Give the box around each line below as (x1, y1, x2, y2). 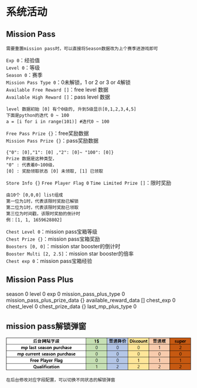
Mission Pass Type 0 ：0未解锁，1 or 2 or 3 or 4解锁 (6, 79, 131, 86)
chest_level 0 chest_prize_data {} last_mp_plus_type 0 (6, 303, 137, 310)
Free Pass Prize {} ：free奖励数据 (6, 130, 89, 137)
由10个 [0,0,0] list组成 (6, 192, 63, 198)
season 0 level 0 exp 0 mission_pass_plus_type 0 (6, 290, 125, 297)
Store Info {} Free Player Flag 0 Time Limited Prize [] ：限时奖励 (6, 180, 172, 186)
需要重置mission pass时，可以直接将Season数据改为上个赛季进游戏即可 (6, 46, 158, 52)
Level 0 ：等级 (6, 64, 40, 71)
